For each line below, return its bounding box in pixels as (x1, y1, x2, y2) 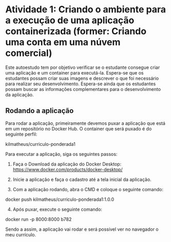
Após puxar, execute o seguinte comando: (12, 206, 103, 212)
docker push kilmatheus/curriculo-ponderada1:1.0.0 (5, 196, 115, 202)
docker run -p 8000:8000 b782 (5, 216, 72, 222)
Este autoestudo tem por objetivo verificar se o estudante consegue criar (5, 64, 160, 70)
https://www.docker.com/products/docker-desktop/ (12, 166, 123, 173)
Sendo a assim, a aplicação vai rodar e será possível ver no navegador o (5, 226, 159, 232)
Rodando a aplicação (5, 106, 74, 115)
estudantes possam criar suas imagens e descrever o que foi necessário (5, 75, 159, 81)
